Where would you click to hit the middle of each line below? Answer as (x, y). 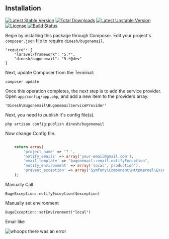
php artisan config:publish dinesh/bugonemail (55, 124)
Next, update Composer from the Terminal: (50, 72)
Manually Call (19, 184)
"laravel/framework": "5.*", (45, 54)
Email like (15, 221)
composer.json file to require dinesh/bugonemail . (55, 41)
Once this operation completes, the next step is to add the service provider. (83, 91)
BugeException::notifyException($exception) (53, 194)
